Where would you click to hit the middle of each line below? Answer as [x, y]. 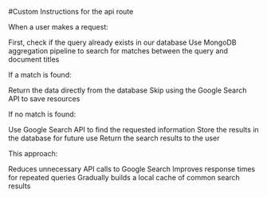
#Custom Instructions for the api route [71, 12]
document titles [34, 59]
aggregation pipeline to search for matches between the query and [118, 51]
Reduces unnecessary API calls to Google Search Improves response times [132, 169]
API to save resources [44, 98]
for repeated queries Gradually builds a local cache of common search [124, 177]
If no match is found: [42, 114]
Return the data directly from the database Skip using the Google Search [128, 90]
